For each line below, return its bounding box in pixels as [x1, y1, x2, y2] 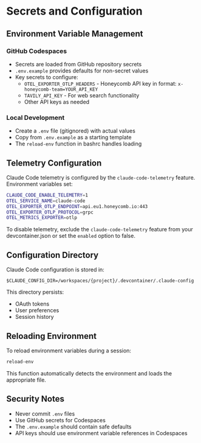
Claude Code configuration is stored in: [6, 266, 104, 273]
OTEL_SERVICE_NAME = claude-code [6, 198, 86, 204]
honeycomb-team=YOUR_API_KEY [24, 86, 98, 92]
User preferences [15, 307, 60, 314]
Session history [15, 313, 54, 321]
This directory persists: [6, 288, 64, 296]
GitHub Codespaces [6, 47, 67, 55]
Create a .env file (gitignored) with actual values [15, 127, 135, 134]
